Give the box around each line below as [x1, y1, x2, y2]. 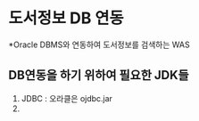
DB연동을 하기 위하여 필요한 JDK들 [8, 68, 189, 83]
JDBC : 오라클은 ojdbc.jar [21, 93, 113, 103]
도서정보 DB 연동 [8, 8, 124, 28]
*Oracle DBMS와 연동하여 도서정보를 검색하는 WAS [8, 39, 190, 50]
